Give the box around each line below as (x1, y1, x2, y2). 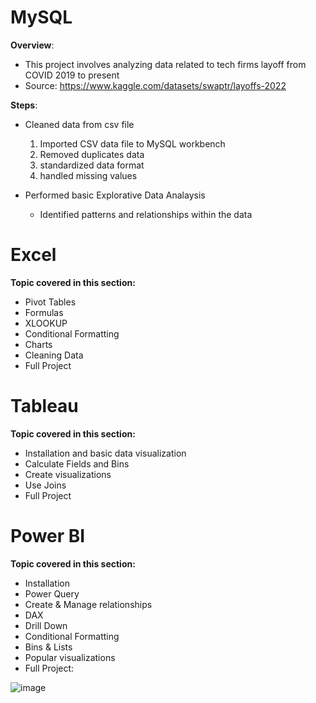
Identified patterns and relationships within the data (39, 208, 253, 220)
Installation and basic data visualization (24, 447, 187, 459)
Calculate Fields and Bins (24, 457, 130, 470)
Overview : (10, 39, 55, 51)
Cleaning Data (24, 349, 84, 361)
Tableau (10, 395, 79, 418)
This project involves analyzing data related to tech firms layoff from (24, 58, 307, 70)
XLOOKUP (24, 317, 68, 329)
